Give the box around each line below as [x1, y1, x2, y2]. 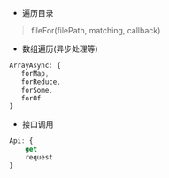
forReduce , [20, 78, 62, 86]
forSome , [20, 85, 53, 94]
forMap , [20, 69, 50, 78]
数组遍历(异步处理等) [21, 43, 99, 54]
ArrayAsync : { [9, 61, 62, 70]
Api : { [9, 137, 34, 145]
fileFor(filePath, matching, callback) [30, 26, 161, 35]
